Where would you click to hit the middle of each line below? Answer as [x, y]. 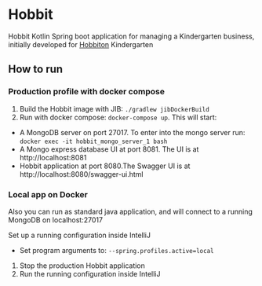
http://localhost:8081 [53, 157]
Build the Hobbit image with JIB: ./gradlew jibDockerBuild [114, 108]
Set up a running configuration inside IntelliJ [80, 235]
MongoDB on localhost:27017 [56, 220]
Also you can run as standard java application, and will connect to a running [131, 211]
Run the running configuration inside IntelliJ [90, 273]
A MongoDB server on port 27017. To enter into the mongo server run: [132, 132]
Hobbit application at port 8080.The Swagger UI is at [105, 166]
